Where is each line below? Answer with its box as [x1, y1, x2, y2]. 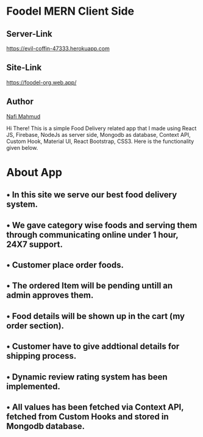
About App [6, 165, 63, 179]
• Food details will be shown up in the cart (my [6, 310, 185, 321]
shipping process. [6, 351, 77, 361]
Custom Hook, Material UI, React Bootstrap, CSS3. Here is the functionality [6, 138, 194, 145]
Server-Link [6, 29, 53, 39]
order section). [6, 320, 65, 331]
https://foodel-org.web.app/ [6, 78, 77, 86]
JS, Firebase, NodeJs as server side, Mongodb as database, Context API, [6, 131, 191, 138]
